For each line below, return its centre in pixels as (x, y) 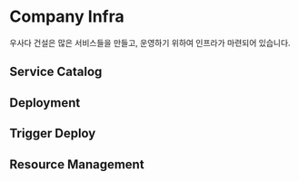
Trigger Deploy (53, 133)
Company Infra (67, 17)
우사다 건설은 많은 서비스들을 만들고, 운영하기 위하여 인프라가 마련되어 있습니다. (150, 43)
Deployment (45, 103)
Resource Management (77, 164)
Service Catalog (56, 72)
